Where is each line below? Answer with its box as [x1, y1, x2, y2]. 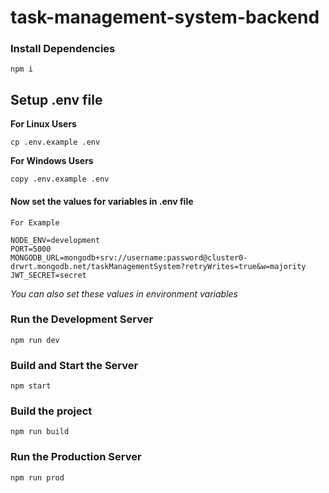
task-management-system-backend [10, 6, 320, 29]
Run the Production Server [10, 450, 142, 464]
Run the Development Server [10, 312, 154, 326]
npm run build [10, 427, 70, 437]
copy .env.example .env [10, 174, 110, 185]
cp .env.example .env [10, 137, 101, 148]
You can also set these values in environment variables [10, 287, 238, 300]
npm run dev [10, 335, 60, 345]
